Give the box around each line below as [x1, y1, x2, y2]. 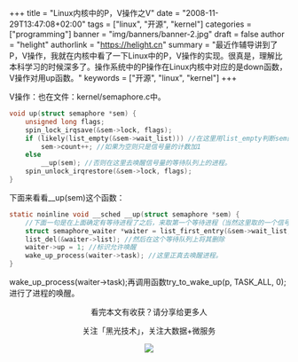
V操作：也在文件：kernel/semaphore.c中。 [9, 91, 166, 102]
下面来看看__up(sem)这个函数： [9, 192, 125, 202]
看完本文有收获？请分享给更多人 [90, 307, 208, 317]
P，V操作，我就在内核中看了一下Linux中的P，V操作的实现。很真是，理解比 [9, 51, 283, 60]
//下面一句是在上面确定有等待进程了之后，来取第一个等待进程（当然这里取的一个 [25, 218, 278, 227]
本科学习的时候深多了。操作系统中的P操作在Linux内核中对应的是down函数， [9, 61, 287, 72]
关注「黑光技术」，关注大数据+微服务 [82, 326, 216, 335]
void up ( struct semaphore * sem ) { [9, 109, 137, 118]
